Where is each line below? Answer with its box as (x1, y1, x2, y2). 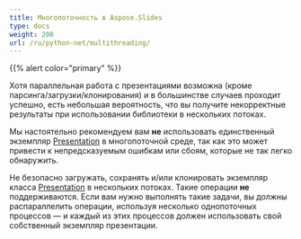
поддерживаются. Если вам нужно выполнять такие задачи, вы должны (9, 191, 288, 202)
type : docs (9, 22, 50, 31)
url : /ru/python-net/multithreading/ (9, 38, 151, 48)
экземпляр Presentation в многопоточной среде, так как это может (9, 136, 268, 146)
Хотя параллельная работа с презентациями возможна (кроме (9, 80, 253, 91)
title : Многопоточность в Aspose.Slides (9, 13, 164, 22)
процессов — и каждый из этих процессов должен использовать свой (9, 210, 282, 221)
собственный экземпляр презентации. (9, 220, 158, 231)
